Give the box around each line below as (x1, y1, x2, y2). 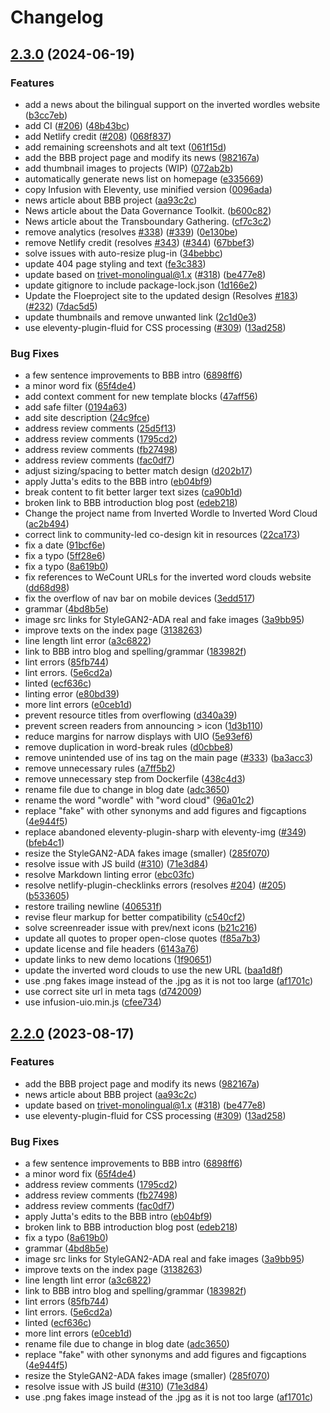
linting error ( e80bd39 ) (24, 688, 120, 700)
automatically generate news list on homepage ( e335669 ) (24, 172, 264, 185)
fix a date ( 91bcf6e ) (24, 539, 106, 551)
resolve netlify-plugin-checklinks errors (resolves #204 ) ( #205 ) (24, 879, 287, 891)
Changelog (10, 6, 104, 29)
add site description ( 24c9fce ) (24, 412, 151, 424)
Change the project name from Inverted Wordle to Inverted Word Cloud (24, 507, 318, 520)
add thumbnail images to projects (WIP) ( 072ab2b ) (24, 162, 234, 174)
